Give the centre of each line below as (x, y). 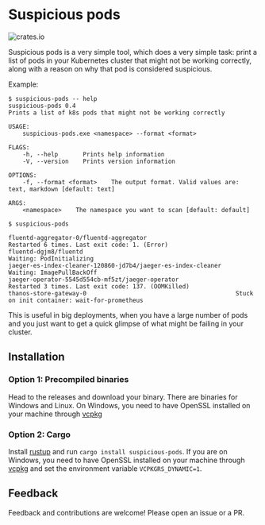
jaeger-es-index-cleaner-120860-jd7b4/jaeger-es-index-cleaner (115, 265)
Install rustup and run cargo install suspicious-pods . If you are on (118, 451)
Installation (36, 357)
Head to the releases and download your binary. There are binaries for (123, 397)
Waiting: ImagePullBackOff (53, 272)
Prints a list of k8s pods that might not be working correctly (117, 113)
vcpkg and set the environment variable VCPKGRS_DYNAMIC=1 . (105, 468)
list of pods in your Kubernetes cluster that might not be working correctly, (130, 60)
